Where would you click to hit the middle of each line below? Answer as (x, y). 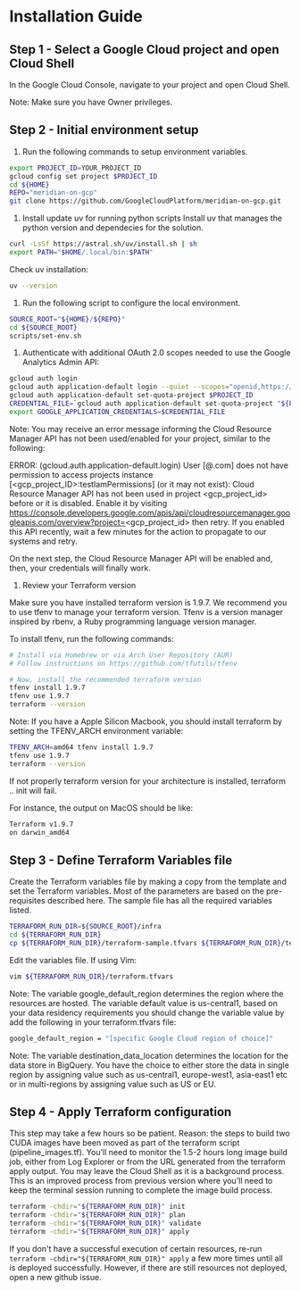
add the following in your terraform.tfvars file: (93, 1022)
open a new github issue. (55, 1277)
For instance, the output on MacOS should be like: (101, 808)
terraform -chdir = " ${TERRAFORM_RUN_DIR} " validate (105, 1224)
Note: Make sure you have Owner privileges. (91, 102)
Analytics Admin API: (61, 362)
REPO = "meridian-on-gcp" (54, 193)
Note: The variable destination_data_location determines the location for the (149, 1055)
